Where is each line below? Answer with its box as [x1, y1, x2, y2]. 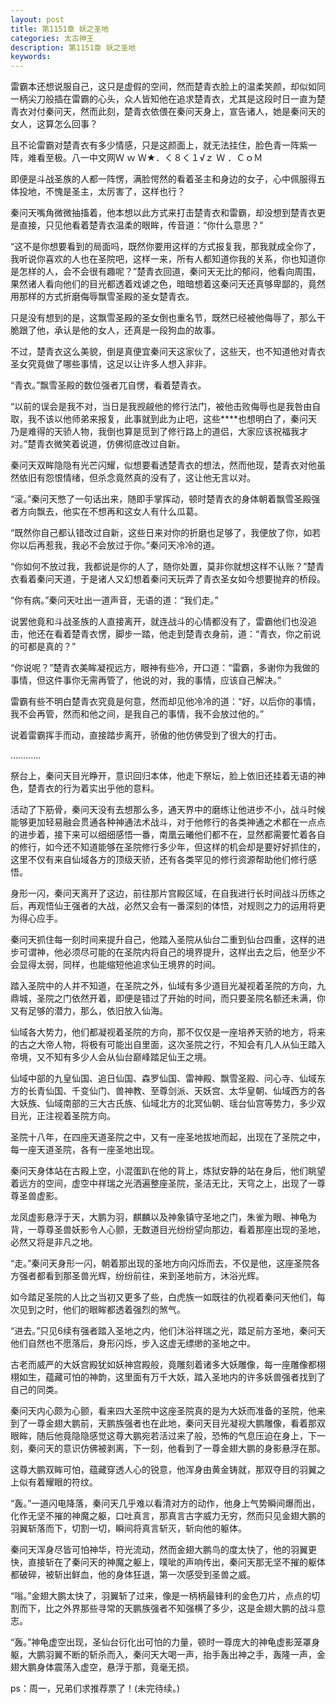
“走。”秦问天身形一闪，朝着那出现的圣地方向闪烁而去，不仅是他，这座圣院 [10, 1257, 312, 1270]
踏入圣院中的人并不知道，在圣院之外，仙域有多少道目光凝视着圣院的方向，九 [10, 980, 326, 992]
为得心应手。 [10, 912, 63, 925]
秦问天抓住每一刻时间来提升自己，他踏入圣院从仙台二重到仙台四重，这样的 [10, 934, 317, 946]
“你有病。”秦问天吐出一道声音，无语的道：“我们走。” [10, 594, 219, 606]
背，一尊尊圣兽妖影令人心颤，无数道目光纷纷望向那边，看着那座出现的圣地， [10, 1224, 326, 1236]
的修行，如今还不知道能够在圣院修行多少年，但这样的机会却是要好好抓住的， [10, 841, 326, 853]
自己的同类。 [10, 1384, 63, 1396]
